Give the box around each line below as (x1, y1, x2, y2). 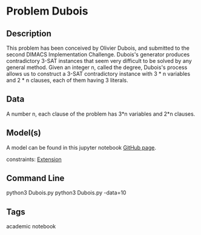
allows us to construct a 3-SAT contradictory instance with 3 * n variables (6, 70, 191, 77)
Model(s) (6, 128, 41, 138)
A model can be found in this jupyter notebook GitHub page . (6, 144, 156, 151)
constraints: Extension (6, 156, 62, 163)
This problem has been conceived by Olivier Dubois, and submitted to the (6, 44, 189, 51)
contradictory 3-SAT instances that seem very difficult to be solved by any (6, 58, 192, 64)
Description (6, 28, 51, 39)
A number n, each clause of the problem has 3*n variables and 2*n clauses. (6, 110, 196, 117)
